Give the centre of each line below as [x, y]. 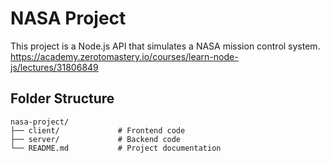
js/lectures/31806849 [54, 67]
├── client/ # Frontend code [98, 130]
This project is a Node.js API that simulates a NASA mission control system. [165, 46]
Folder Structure [62, 98]
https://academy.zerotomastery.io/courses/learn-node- [124, 56]
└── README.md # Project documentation [116, 148]
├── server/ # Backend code [96, 139]
